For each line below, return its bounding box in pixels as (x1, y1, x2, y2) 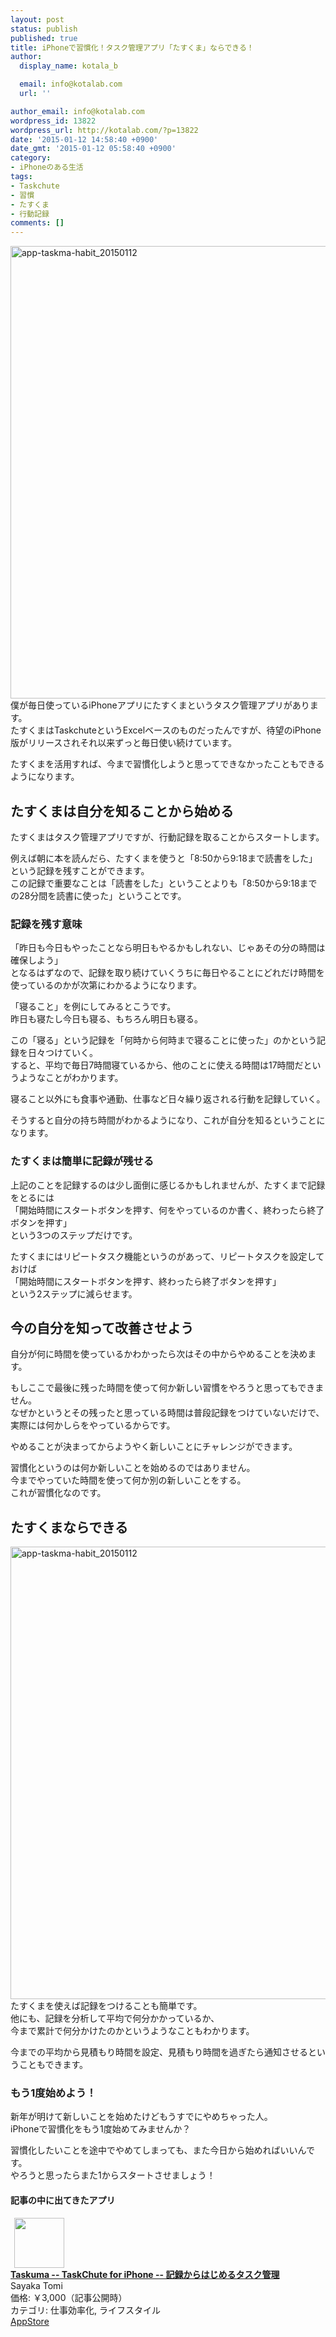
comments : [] (10, 218, 65, 228)
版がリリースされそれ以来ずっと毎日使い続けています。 (10, 737, 237, 749)
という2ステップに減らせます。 (10, 1287, 138, 1300)
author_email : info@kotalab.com (10, 106, 145, 116)
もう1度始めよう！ (10, 2086, 97, 2100)
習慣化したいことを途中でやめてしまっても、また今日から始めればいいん (10, 2144, 307, 2156)
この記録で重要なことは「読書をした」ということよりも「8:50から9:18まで (10, 877, 318, 889)
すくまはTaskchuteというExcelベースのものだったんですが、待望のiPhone (18, 724, 322, 736)
